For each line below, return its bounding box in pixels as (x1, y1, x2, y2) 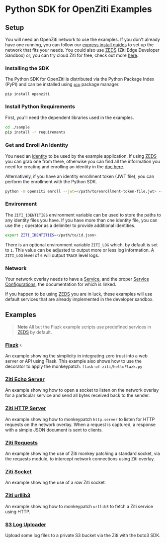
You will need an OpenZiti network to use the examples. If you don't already (5, 36, 161, 42)
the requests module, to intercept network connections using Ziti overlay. (5, 455, 155, 461)
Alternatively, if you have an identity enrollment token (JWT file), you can (5, 173, 155, 179)
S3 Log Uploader (5, 521, 46, 528)
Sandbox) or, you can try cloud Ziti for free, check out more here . (5, 52, 139, 58)
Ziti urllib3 (5, 492, 31, 499)
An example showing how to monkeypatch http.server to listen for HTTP (5, 416, 155, 422)
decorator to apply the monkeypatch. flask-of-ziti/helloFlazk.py (5, 363, 143, 369)
